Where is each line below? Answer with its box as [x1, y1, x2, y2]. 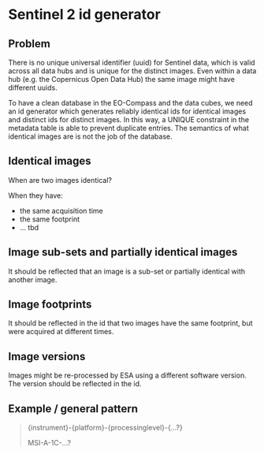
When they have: [8, 191, 63, 200]
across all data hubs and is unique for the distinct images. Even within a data [8, 66, 257, 76]
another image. [8, 274, 58, 285]
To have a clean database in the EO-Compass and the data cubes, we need [8, 99, 254, 107]
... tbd [19, 222, 39, 232]
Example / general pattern [8, 402, 139, 415]
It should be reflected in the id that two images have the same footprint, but [8, 318, 254, 328]
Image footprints [8, 298, 92, 311]
